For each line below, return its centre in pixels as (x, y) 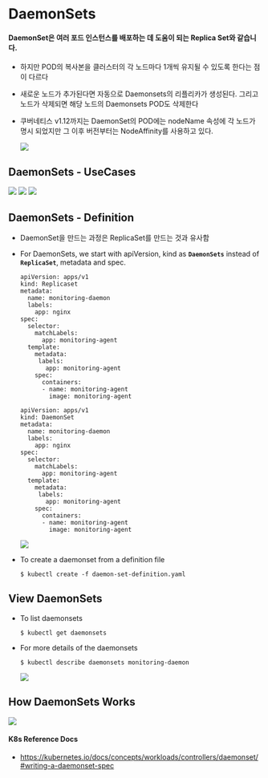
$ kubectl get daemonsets (63, 633)
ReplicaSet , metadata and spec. (73, 262)
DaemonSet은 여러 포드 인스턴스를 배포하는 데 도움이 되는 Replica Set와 (122, 38)
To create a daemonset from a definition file (92, 560)
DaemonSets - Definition (71, 217)
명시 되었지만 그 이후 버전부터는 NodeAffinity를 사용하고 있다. (117, 131)
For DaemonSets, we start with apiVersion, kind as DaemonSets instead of (139, 254)
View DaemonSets (55, 599)
